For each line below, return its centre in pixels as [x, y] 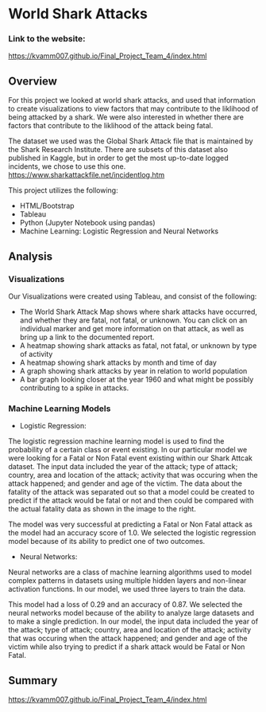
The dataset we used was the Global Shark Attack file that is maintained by [131, 141]
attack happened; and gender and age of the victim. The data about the [125, 483]
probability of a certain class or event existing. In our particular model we [128, 450]
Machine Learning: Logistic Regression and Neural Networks [119, 231]
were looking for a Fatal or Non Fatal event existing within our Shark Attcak [130, 458]
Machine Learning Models [60, 409]
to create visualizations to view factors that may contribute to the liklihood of [133, 109]
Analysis [31, 256]
